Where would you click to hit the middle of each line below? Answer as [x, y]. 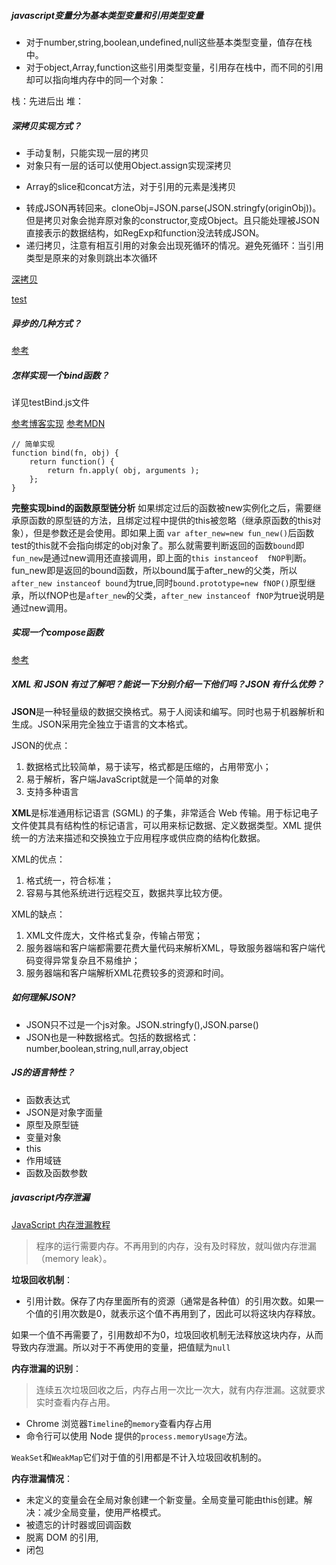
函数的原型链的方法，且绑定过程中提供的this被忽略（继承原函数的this [170, 520]
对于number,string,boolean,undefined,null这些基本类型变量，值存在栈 [169, 42]
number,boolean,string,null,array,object [107, 1048]
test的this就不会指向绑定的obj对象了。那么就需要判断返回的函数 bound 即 [158, 545]
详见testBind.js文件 [50, 402]
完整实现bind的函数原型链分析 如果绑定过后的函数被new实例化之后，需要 [162, 507]
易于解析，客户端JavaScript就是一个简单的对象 [122, 779]
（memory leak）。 [74, 1258]
